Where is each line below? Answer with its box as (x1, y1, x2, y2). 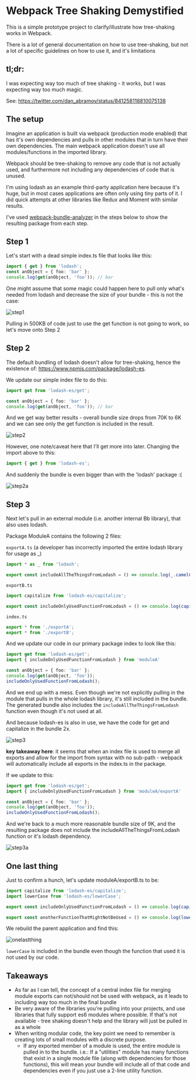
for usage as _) (6, 550, 42, 557)
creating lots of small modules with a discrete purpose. (14, 1036, 147, 1043)
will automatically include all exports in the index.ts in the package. (6, 760, 167, 767)
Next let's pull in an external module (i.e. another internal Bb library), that (6, 515, 181, 522)
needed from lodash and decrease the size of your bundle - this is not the (6, 291, 183, 298)
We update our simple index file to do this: (6, 376, 108, 383)
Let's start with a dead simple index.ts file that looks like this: (6, 252, 152, 259)
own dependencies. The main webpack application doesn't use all (6, 142, 165, 149)
